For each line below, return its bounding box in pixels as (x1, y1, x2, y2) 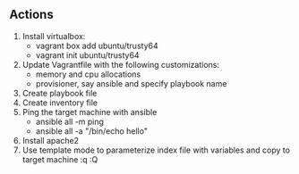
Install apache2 (21, 135, 79, 145)
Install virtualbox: (21, 30, 86, 41)
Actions (9, 7, 54, 22)
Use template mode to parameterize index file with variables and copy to (21, 145, 291, 155)
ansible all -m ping (35, 116, 105, 127)
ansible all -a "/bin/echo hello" (35, 125, 148, 137)
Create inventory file (21, 97, 98, 108)
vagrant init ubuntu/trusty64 (35, 49, 141, 61)
